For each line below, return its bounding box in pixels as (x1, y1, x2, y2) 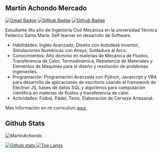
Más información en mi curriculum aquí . (5, 104, 87, 110)
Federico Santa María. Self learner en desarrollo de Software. (5, 32, 131, 38)
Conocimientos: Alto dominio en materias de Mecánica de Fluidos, (12, 52, 149, 58)
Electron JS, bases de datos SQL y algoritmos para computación (12, 84, 146, 90)
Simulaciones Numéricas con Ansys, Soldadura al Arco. (12, 47, 127, 53)
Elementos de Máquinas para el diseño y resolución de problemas (12, 63, 148, 69)
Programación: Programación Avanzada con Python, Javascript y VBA (12, 73, 157, 79)
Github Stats (5, 119, 45, 128)
